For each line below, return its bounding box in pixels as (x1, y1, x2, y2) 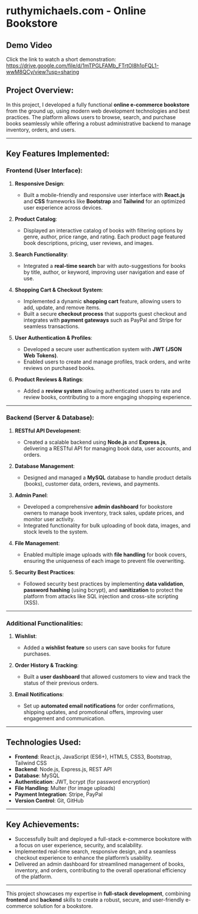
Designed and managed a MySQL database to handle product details (23, 474, 192, 481)
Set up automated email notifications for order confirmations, (23, 702, 175, 709)
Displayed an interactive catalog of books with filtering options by (23, 227, 183, 234)
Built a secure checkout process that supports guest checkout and (23, 310, 187, 317)
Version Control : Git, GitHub (14, 797, 84, 804)
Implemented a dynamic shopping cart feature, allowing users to (23, 297, 181, 304)
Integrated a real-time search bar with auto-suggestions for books (23, 262, 186, 269)
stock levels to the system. (23, 528, 88, 535)
